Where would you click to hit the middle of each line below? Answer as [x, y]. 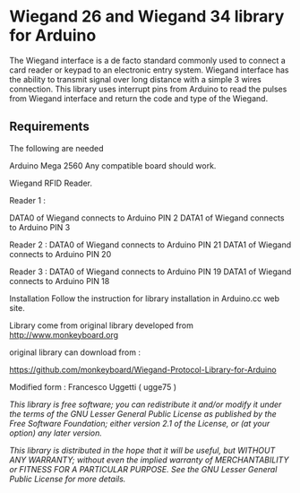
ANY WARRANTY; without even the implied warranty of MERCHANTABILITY [149, 460]
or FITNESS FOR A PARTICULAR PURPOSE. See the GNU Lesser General [143, 469]
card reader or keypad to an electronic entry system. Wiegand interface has [149, 70]
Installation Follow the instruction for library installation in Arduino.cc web [145, 298]
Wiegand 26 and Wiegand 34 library [147, 17]
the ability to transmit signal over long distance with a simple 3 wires [135, 79]
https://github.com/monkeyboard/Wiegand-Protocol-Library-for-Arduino [143, 369]
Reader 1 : [28, 200]
